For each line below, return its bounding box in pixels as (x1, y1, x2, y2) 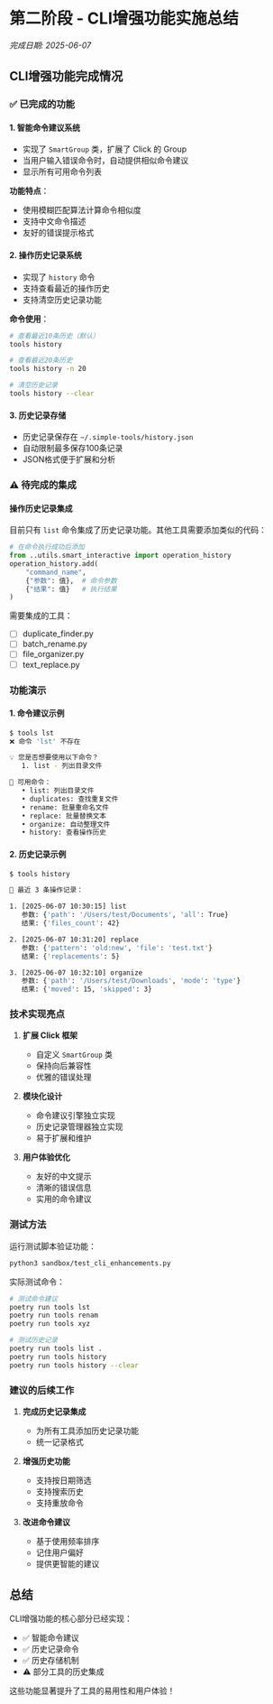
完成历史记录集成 (22, 1405, 86, 1417)
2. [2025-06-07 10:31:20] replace (9, 935, 140, 944)
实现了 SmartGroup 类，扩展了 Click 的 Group (22, 144, 187, 154)
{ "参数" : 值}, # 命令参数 (25, 576, 117, 585)
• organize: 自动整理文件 (21, 820, 111, 829)
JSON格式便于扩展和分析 (22, 454, 116, 465)
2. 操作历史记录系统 (9, 250, 83, 261)
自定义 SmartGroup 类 (35, 1049, 114, 1060)
